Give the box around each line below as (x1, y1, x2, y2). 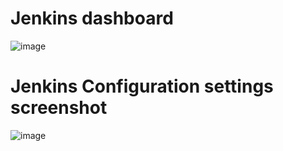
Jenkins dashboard (10, 7, 174, 30)
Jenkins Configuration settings (10, 75, 274, 98)
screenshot (10, 97, 108, 119)
